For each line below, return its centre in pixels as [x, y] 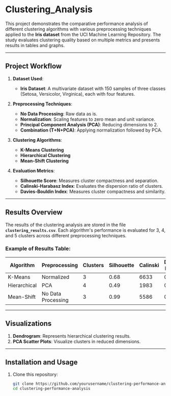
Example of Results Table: [38, 249]
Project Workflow [34, 66]
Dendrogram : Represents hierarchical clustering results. [72, 336]
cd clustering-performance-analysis [51, 389]
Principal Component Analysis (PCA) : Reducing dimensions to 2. [89, 124]
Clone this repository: [35, 375]
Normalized [55, 277]
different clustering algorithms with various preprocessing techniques [78, 29]
